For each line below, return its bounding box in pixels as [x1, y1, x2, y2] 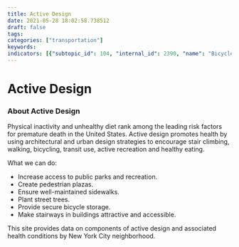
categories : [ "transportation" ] [7, 37, 103, 44]
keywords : [7, 43, 37, 51]
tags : [7, 30, 23, 38]
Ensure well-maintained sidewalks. [17, 188, 119, 196]
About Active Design [7, 106, 80, 116]
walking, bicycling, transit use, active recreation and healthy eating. [7, 145, 205, 154]
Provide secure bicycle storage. [17, 203, 111, 211]
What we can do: [7, 159, 57, 167]
